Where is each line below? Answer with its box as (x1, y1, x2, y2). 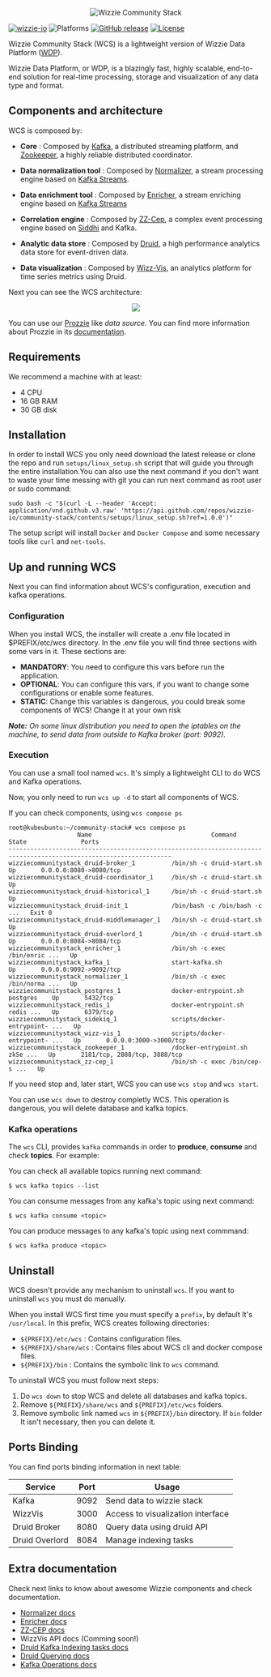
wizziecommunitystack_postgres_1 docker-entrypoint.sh (8, 986, 244, 995)
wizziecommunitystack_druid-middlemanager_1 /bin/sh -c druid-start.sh (8, 916, 263, 924)
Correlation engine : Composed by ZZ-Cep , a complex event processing (19, 214, 263, 224)
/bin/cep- (229, 1058, 263, 1066)
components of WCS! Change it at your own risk (19, 705, 182, 715)
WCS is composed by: (8, 126, 83, 135)
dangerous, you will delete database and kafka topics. (8, 1103, 188, 1113)
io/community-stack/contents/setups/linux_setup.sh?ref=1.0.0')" (8, 514, 233, 522)
